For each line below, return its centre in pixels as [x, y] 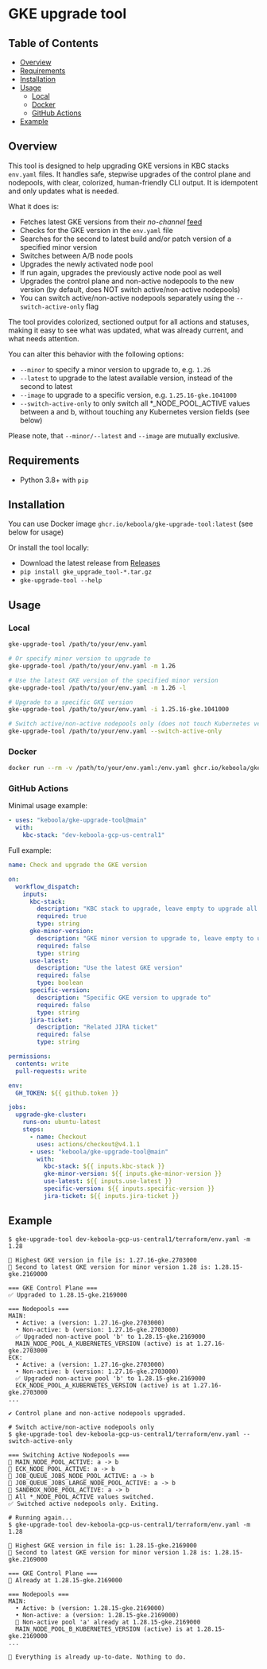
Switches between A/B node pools [76, 255]
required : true [62, 916]
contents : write [42, 1064]
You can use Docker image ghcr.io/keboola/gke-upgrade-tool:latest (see [131, 524]
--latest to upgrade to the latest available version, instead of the [126, 378]
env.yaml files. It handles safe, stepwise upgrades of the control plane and [130, 174]
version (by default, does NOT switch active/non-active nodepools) [130, 289]
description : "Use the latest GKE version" [110, 968]
